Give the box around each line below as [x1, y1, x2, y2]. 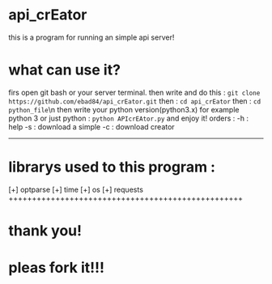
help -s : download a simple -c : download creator [8, 121, 176, 131]
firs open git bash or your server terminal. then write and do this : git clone [8, 87, 261, 97]
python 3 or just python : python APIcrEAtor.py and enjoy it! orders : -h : [8, 113, 249, 123]
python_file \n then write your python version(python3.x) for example [8, 104, 240, 114]
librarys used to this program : [8, 158, 216, 176]
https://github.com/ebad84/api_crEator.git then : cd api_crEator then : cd [8, 95, 261, 106]
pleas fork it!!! [8, 259, 105, 277]
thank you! [8, 222, 83, 239]
